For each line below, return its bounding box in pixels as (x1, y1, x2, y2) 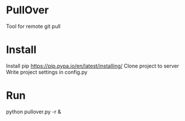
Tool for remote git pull (6, 23, 61, 30)
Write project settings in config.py (6, 68, 88, 76)
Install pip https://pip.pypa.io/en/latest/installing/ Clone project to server (6, 62, 180, 69)
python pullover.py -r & (6, 108, 61, 115)
